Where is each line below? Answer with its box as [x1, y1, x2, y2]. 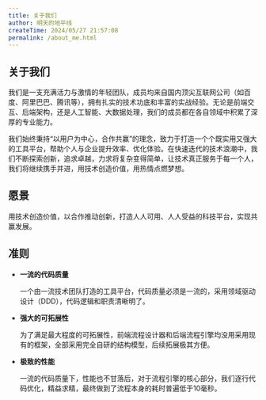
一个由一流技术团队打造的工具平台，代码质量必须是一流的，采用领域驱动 [19, 286, 256, 295]
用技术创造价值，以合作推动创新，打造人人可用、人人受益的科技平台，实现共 [8, 211, 258, 221]
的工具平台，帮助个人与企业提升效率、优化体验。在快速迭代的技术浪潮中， [8, 144, 251, 154]
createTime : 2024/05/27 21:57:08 [8, 26, 119, 34]
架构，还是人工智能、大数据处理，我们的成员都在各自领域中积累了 [35, 108, 251, 117]
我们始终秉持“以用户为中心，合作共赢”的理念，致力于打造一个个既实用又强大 [8, 134, 257, 143]
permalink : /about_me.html [8, 33, 97, 42]
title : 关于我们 [8, 11, 57, 20]
